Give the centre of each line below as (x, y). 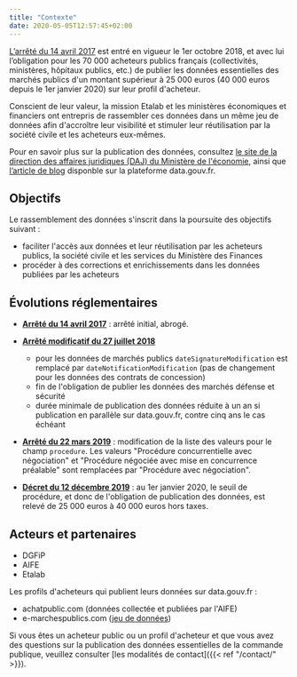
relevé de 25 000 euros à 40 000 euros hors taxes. (115, 506)
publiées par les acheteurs (70, 275)
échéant (51, 425)
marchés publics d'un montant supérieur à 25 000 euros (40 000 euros (140, 79)
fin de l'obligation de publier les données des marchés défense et (155, 386)
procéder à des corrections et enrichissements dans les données (141, 265)
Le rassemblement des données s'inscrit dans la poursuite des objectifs (141, 219)
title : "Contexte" (43, 17)
